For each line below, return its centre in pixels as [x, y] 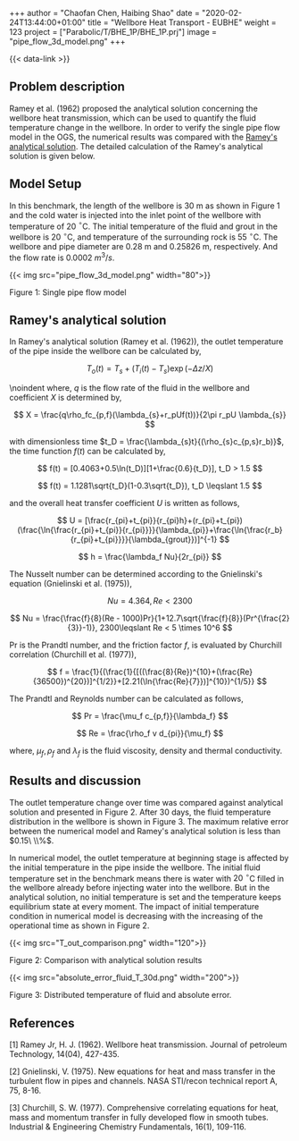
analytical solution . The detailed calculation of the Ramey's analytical [136, 146]
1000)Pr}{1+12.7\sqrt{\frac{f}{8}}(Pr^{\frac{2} [206, 618]
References [42, 1023]
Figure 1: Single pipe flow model [68, 292]
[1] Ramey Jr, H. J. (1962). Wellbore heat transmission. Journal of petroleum [148, 1044]
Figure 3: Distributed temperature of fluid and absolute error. [120, 995]
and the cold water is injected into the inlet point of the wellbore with [135, 215]
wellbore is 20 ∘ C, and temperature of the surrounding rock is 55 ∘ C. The [144, 236]
